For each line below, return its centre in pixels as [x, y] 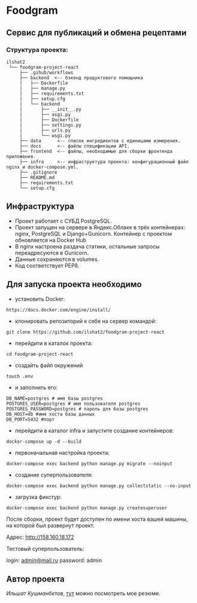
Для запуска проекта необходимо [74, 285]
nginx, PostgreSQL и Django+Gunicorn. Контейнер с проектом [93, 233]
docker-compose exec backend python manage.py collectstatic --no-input [99, 486]
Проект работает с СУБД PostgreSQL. [63, 221]
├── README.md [37, 178]
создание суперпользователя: [54, 475]
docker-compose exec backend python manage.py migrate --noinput [89, 463]
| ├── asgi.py [45, 115]
